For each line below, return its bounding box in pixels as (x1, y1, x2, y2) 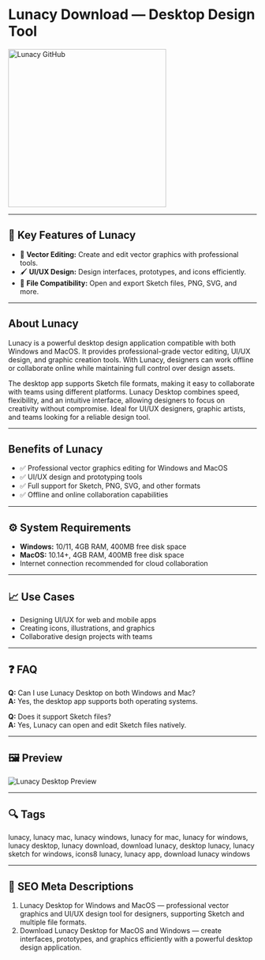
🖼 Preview (8, 751, 63, 765)
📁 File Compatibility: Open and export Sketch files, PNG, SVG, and (19, 278, 237, 288)
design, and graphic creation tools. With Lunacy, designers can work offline (8, 354, 254, 365)
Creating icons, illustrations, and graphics (19, 623, 155, 633)
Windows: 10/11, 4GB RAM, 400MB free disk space (19, 542, 187, 551)
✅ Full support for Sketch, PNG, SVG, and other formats (19, 481, 201, 491)
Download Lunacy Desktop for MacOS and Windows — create (19, 926, 222, 935)
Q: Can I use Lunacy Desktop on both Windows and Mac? (8, 688, 196, 697)
